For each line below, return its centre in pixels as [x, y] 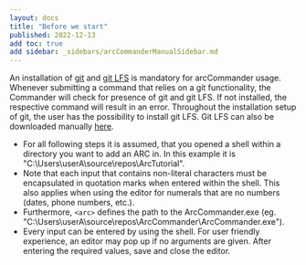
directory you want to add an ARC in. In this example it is [129, 154]
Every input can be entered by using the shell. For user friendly [141, 232]
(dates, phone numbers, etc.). [79, 203]
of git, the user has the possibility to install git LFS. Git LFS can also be [142, 117]
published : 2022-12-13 [53, 35]
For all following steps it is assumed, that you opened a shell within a [152, 144]
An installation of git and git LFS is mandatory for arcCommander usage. [145, 78]
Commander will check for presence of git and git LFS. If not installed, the [148, 98]
